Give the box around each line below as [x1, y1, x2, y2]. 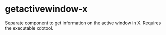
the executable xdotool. [5, 25, 54, 31]
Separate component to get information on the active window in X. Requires [5, 20, 161, 26]
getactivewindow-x [5, 3, 88, 15]
